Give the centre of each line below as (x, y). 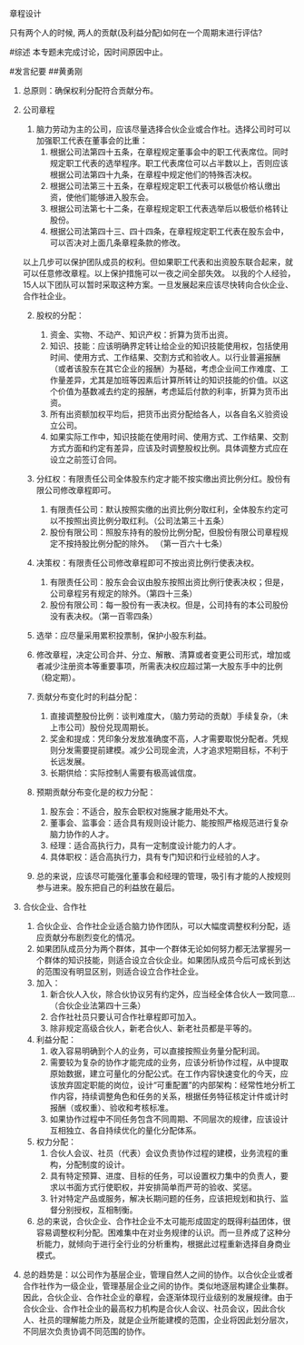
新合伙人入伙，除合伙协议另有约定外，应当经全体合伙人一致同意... (172, 994)
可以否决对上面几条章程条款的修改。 (118, 242)
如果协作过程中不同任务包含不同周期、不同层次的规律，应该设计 (169, 1119)
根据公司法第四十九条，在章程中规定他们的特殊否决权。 (153, 174)
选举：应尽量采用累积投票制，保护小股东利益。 (123, 635)
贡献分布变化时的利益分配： (88, 697)
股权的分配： (60, 315)
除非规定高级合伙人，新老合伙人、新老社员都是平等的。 (153, 1028)
